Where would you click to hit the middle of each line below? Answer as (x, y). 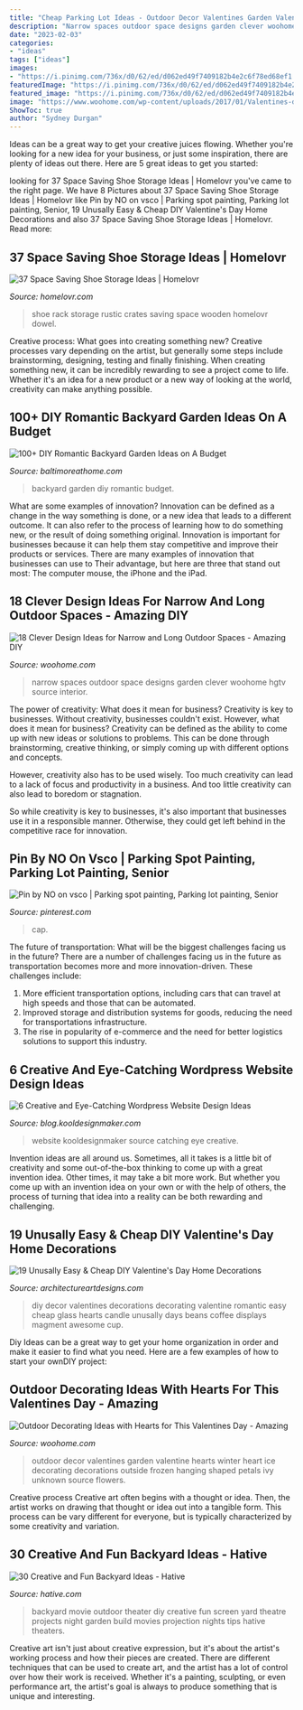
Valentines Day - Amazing (84, 1404)
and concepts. (36, 757)
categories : (32, 43)
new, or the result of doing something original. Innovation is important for (145, 535)
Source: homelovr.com (51, 296)
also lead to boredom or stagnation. (76, 794)
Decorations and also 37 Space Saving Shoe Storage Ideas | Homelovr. (141, 220)
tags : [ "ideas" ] (40, 60)
